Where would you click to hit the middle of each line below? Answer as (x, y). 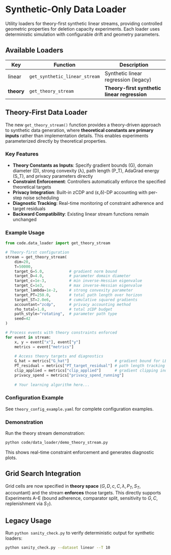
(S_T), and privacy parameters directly (53, 176)
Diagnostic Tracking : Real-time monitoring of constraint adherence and (88, 203)
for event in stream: (28, 337)
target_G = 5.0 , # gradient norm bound (66, 271)
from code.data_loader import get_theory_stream (58, 243)
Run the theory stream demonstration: (45, 433)
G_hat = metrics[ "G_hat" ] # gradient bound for (87, 361)
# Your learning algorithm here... (52, 385)
